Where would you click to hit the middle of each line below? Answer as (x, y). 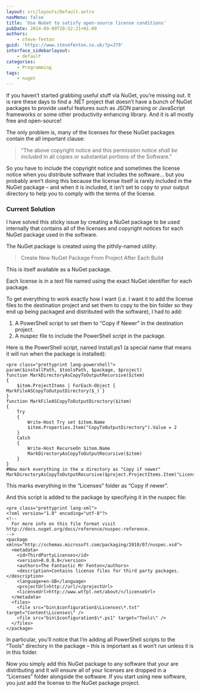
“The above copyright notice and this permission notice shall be (99, 151)
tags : (13, 73)
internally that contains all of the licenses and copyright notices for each (95, 228)
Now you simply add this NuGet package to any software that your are (92, 664)
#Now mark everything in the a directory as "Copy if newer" (84, 470)
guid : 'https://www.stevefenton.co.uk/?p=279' (65, 45)
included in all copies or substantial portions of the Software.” (96, 157)
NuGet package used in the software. (52, 235)
